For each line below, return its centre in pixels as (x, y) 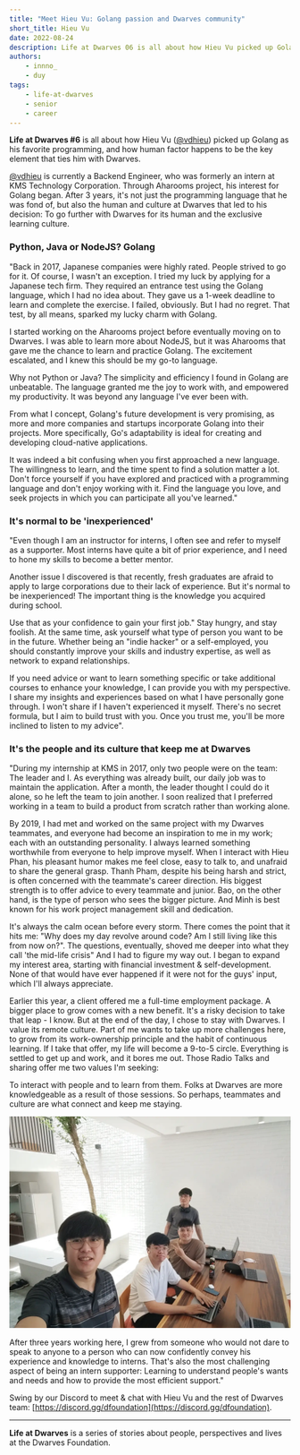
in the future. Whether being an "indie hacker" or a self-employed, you (139, 641)
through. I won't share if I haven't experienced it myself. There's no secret (145, 706)
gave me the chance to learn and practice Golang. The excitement (131, 350)
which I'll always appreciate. (61, 984)
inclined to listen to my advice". (67, 725)
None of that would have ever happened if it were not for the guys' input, (143, 974)
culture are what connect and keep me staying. (96, 1104)
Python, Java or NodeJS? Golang (82, 247)
